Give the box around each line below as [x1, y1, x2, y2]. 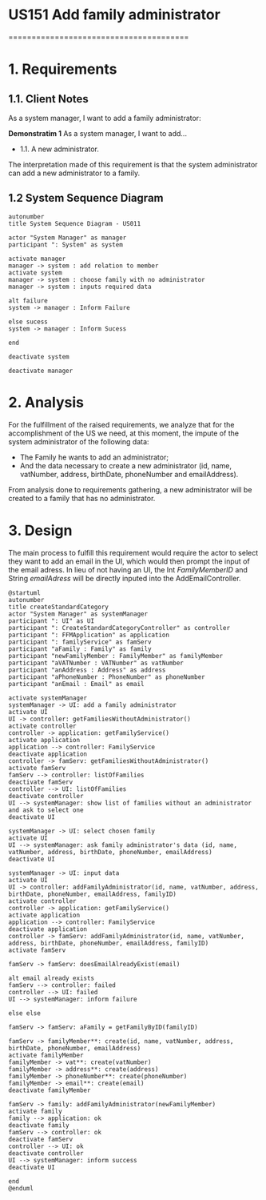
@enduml [8, 1184, 34, 1192]
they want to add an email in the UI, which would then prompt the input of [8, 556, 250, 566]
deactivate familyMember [8, 1086, 91, 1094]
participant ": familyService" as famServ [8, 638, 152, 646]
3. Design [8, 521, 73, 540]
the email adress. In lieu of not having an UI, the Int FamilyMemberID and [8, 564, 248, 574]
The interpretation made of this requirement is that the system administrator [8, 159, 258, 169]
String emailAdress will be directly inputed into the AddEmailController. [8, 573, 241, 583]
